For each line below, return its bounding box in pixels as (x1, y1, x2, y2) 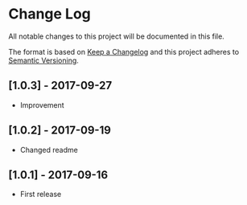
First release (19, 190, 62, 199)
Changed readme (19, 145, 78, 154)
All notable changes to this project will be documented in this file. (8, 31, 225, 41)
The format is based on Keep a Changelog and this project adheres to (8, 47, 240, 56)
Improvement (19, 100, 64, 109)
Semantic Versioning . (8, 55, 79, 65)
